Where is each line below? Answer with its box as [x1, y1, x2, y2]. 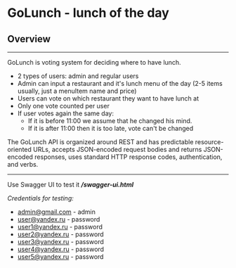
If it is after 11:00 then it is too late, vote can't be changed [27, 125, 194, 132]
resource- [195, 138, 224, 146]
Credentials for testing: [7, 194, 74, 202]
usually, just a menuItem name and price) [17, 87, 137, 95]
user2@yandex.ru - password [17, 230, 104, 238]
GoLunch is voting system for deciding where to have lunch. [7, 58, 181, 66]
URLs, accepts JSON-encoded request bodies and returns [32, 146, 202, 153]
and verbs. [7, 160, 39, 168]
